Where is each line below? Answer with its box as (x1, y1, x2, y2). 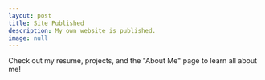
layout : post (8, 11, 52, 20)
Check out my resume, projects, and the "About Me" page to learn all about (8, 56, 258, 66)
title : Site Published (8, 19, 84, 27)
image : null (8, 34, 48, 42)
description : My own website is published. (8, 26, 157, 34)
